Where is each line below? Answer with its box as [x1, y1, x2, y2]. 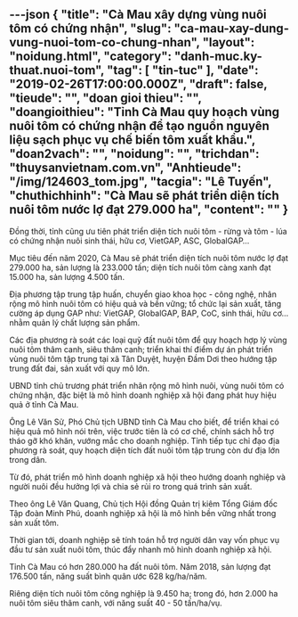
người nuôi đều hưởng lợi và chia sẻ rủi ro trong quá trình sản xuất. [9, 481, 253, 491]
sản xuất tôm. [9, 517, 60, 528]
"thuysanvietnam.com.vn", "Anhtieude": [9, 160, 242, 176]
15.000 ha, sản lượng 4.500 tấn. [9, 271, 125, 282]
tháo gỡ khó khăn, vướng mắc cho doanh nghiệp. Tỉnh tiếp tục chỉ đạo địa [9, 435, 280, 446]
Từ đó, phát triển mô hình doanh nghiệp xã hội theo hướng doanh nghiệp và [9, 472, 286, 482]
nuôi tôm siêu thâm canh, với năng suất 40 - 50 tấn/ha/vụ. [9, 597, 222, 608]
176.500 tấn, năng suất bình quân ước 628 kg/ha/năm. [9, 571, 207, 581]
